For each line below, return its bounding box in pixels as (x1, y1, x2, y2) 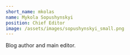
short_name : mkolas (5, 8, 55, 15)
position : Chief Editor (5, 20, 66, 26)
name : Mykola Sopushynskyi (5, 14, 73, 20)
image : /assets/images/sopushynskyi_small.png (5, 25, 125, 32)
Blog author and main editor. (5, 42, 76, 49)
